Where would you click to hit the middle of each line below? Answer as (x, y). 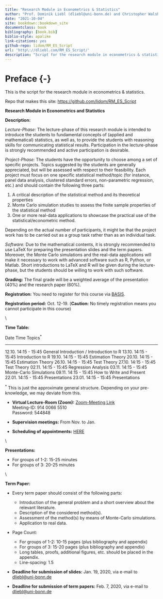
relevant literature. (38, 507)
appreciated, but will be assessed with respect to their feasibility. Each (75, 170)
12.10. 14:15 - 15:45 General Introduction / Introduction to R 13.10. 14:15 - (76, 352)
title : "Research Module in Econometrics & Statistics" (63, 9)
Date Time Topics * (24, 337)
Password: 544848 (31, 412)
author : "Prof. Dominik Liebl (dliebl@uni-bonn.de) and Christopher (76, 14)
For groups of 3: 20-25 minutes (43, 465)
